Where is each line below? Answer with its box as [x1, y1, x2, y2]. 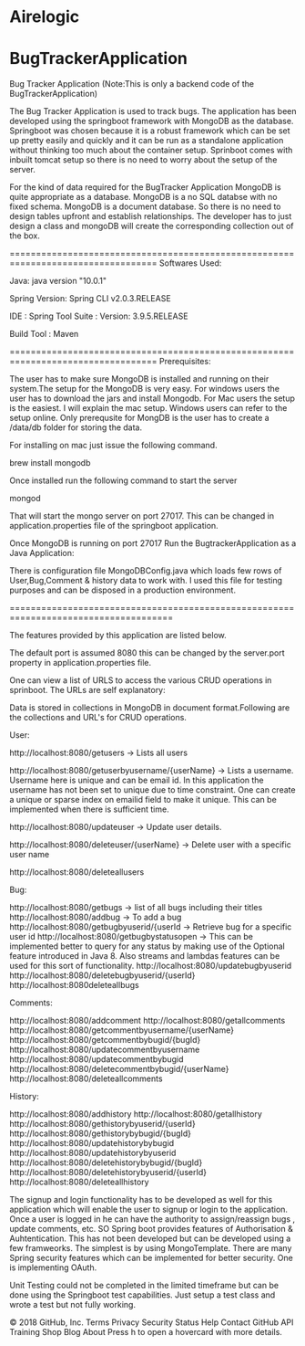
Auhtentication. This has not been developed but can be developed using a [9, 1233, 291, 1244]
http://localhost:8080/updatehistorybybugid [9, 1138, 175, 1149]
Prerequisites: [158, 356, 211, 367]
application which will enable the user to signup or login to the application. [9, 1204, 289, 1215]
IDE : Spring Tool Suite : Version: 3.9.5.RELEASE [9, 310, 188, 321]
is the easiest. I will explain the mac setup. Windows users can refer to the [9, 403, 288, 414]
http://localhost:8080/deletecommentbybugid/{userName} [9, 1064, 229, 1075]
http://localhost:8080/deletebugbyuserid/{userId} [9, 970, 196, 981]
